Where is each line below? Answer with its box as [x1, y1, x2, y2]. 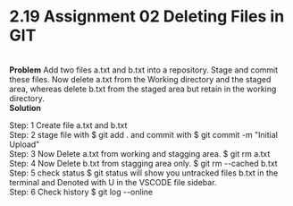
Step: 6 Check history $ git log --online [9, 186, 154, 197]
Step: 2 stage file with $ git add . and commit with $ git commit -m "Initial [9, 129, 279, 140]
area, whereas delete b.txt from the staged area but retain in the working [9, 83, 277, 94]
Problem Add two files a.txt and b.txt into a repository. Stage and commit [9, 64, 279, 75]
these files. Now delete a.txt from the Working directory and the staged [9, 73, 272, 84]
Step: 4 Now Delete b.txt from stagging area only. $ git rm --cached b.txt [9, 158, 279, 168]
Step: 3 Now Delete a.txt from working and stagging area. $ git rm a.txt [9, 148, 271, 159]
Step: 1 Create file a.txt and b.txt [9, 119, 128, 131]
